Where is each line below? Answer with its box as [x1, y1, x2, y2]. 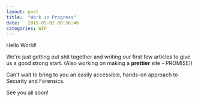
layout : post [6, 8, 39, 15]
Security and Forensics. [6, 78, 65, 85]
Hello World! [6, 42, 37, 49]
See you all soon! [6, 89, 49, 96]
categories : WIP [6, 25, 47, 32]
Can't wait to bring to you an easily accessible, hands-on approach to [6, 71, 178, 78]
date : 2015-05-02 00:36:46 [6, 20, 79, 26]
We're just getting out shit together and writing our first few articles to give [6, 53, 191, 60]
